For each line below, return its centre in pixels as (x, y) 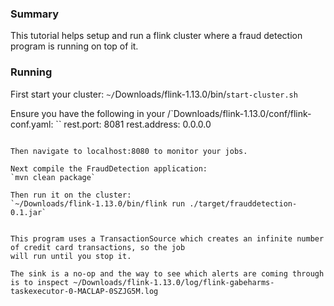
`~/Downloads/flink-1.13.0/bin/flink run (98, 203)
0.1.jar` (28, 212)
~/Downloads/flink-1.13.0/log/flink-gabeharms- (174, 282)
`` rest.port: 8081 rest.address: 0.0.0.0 (133, 124)
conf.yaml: (32, 124)
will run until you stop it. (71, 256)
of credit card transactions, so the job (98, 247)
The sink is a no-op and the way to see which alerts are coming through (167, 273)
